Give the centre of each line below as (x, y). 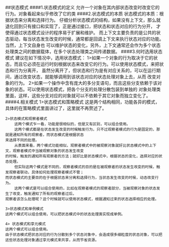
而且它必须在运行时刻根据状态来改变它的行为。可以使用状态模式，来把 (87, 64)
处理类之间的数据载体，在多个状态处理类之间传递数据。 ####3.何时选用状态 (84, 51)
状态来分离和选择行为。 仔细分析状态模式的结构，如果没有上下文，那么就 (85, 20)
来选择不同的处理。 (22, 140)
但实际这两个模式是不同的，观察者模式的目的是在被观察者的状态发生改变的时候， (86, 167)
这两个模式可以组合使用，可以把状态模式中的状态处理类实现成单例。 (65, 214)
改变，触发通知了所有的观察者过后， (44, 194)
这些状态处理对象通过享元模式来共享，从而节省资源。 (52, 240)
